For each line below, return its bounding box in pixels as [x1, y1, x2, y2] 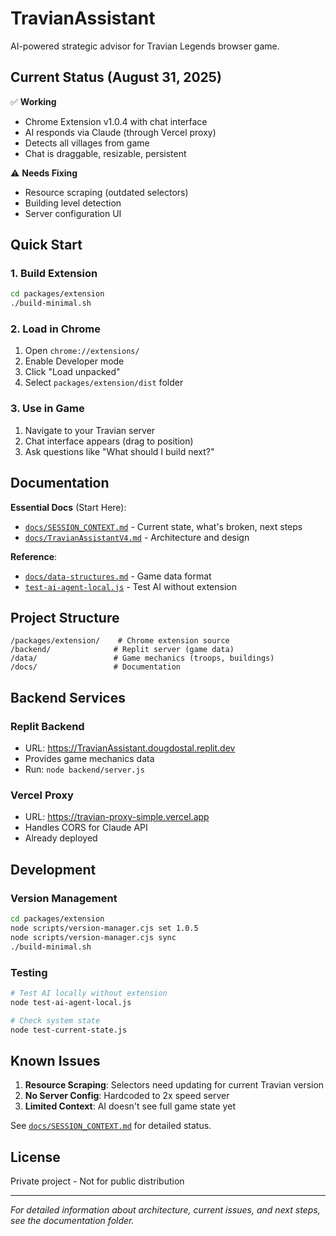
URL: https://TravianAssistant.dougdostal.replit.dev [24, 742, 236, 754]
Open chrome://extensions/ [24, 345, 140, 357]
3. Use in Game [10, 402, 85, 416]
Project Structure [10, 609, 120, 626]
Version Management [10, 891, 118, 905]
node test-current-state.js [10, 1025, 128, 1035]
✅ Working [10, 95, 57, 107]
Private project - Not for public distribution [10, 1175, 185, 1187]
